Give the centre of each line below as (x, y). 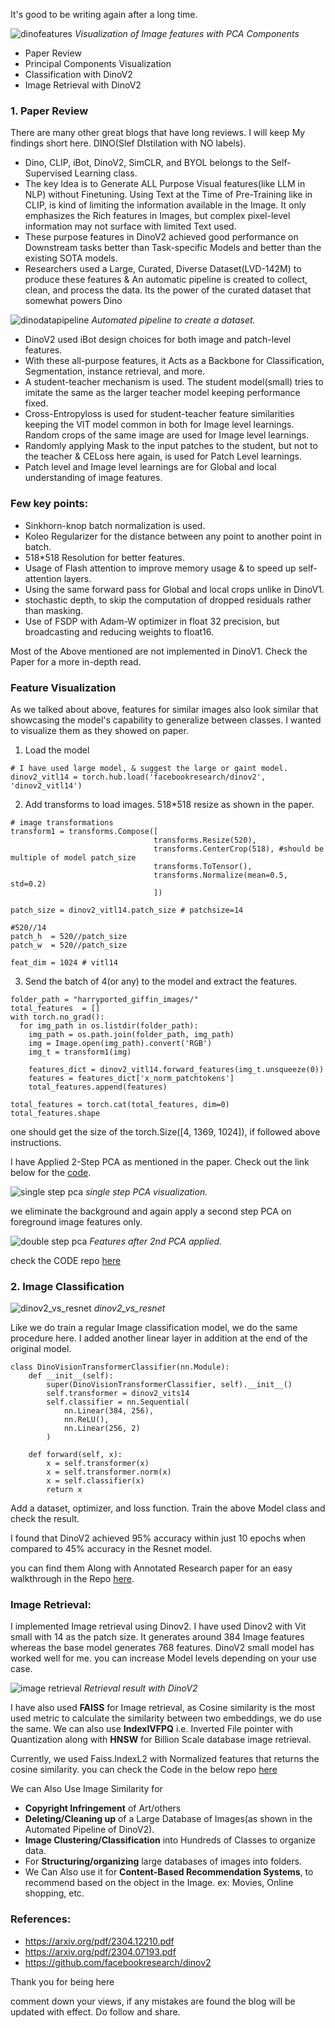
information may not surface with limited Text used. (130, 226)
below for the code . (51, 1172)
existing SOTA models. (71, 258)
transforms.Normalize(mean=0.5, (220, 875)
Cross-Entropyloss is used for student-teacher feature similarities (159, 414)
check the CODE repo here (66, 1260)
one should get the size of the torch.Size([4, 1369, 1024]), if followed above (165, 1131)
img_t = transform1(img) (80, 1052)
